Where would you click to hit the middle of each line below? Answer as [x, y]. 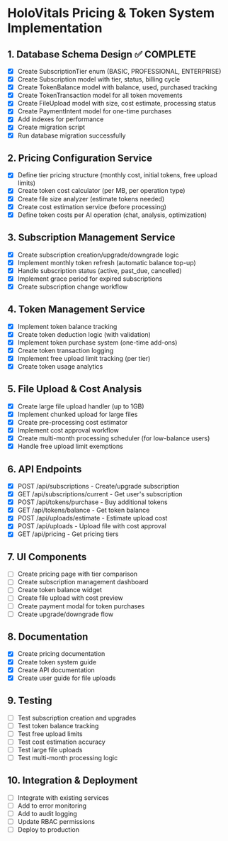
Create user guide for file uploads [67, 678]
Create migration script [51, 127]
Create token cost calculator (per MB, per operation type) [101, 191]
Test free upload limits [50, 734]
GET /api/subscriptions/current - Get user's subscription [100, 494]
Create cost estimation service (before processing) [92, 206]
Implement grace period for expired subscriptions [90, 279]
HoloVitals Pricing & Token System [111, 13]
